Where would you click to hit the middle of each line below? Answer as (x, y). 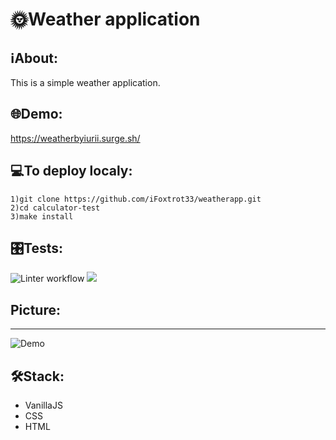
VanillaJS (43, 405)
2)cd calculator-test (55, 208)
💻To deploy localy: (71, 171)
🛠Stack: (37, 376)
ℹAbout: (34, 58)
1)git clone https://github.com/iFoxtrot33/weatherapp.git (136, 199)
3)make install (42, 216)
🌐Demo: (36, 114)
